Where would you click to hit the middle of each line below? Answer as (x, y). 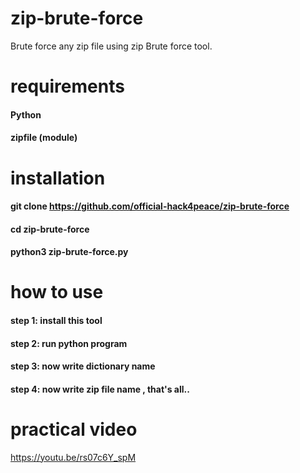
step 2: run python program (69, 343)
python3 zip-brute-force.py (69, 252)
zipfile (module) (44, 138)
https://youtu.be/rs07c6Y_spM (73, 457)
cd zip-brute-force (50, 229)
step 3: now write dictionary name (83, 366)
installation (58, 178)
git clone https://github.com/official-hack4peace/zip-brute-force (150, 206)
